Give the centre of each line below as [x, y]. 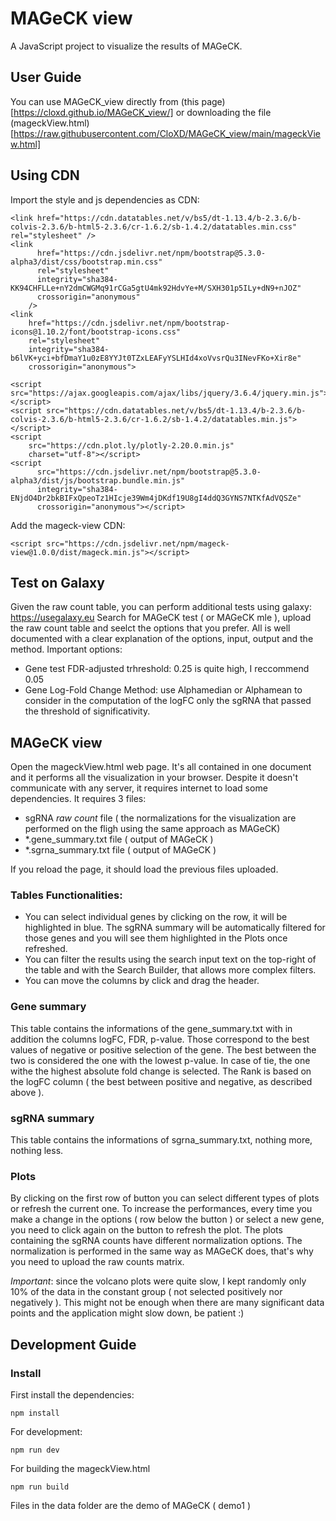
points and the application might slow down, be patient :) [127, 1313]
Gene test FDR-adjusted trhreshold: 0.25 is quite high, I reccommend [167, 669]
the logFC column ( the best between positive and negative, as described [161, 1081]
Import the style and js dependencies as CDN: [105, 199]
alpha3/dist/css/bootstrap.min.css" [86, 262]
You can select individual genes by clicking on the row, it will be [156, 917]
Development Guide [73, 1344]
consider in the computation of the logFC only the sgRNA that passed [168, 701]
